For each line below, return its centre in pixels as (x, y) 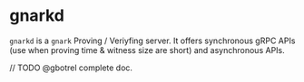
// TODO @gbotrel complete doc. (71, 68)
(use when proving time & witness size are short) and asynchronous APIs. (147, 50)
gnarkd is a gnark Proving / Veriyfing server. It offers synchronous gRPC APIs (152, 41)
